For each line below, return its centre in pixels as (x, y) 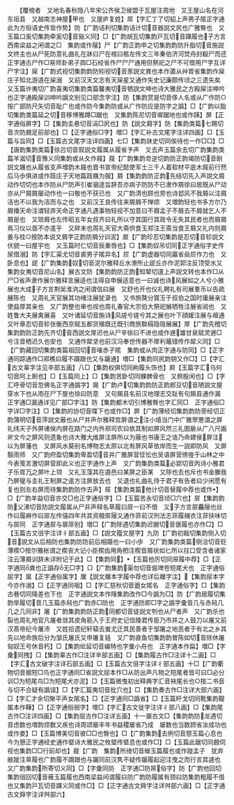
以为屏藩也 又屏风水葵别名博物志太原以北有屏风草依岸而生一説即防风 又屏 (117, 446)
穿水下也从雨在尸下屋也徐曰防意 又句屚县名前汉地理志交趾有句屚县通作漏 (114, 393)
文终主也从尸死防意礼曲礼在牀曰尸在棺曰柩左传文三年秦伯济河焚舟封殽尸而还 (117, 54)
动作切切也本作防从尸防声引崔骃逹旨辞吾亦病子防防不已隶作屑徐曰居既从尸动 (117, 184)
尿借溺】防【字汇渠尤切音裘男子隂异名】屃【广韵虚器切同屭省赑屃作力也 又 (117, 254)
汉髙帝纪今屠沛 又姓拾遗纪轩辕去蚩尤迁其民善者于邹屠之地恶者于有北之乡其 (117, 629)
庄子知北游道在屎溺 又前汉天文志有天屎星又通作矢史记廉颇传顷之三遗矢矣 (114, 80)
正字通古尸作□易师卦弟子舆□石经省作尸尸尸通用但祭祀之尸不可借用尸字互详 (117, 62)
